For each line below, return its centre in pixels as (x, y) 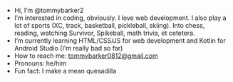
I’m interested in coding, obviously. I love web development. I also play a (120, 18)
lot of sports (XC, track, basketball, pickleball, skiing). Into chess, (109, 25)
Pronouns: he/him (40, 63)
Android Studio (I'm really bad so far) (68, 48)
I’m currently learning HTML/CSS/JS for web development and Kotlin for (120, 41)
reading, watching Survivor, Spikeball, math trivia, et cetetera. (104, 33)
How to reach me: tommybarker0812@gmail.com (86, 56)
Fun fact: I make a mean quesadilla (65, 71)
